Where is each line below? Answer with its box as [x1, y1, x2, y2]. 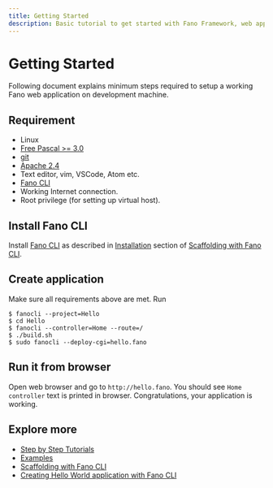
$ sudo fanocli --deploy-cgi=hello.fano [8, 338, 148, 346]
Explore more [8, 423, 77, 437]
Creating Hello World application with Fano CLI [19, 470, 177, 480]
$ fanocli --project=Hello [8, 309, 100, 317]
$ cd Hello [8, 317, 45, 325]
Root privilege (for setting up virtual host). [19, 196, 161, 205]
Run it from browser [8, 361, 111, 374]
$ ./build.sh [8, 330, 53, 339]
